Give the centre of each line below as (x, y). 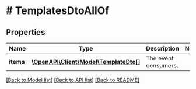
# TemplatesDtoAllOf (58, 11)
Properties (26, 32)
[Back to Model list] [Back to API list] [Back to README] (73, 80)
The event (160, 58)
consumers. (162, 65)
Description (162, 49)
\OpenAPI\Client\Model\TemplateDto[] (86, 62)
